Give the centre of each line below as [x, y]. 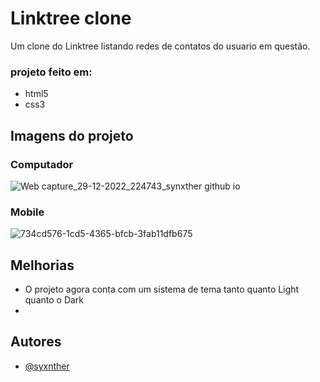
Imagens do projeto [72, 135]
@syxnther [47, 366]
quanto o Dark [54, 300]
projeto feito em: [51, 72]
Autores [36, 342]
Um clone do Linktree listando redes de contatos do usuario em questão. [160, 46]
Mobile [27, 212]
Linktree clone [71, 18]
